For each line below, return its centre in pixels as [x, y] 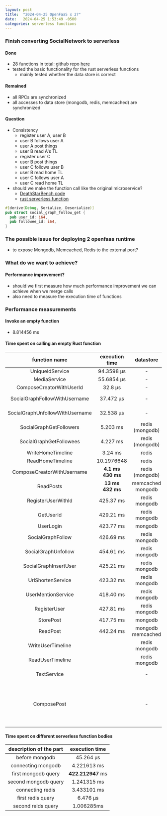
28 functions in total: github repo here [51, 64]
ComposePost [50, 704]
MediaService [50, 379]
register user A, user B [43, 135]
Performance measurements [41, 309]
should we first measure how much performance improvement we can [84, 286]
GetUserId [50, 514]
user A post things [39, 146]
